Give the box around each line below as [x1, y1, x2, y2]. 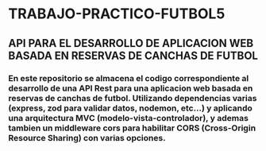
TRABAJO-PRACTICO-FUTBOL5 [8, 5, 226, 23]
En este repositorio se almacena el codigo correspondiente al [8, 72, 249, 83]
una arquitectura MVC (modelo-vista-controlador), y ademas [8, 112, 249, 123]
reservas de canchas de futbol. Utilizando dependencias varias [8, 92, 257, 103]
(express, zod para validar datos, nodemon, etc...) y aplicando [8, 103, 253, 114]
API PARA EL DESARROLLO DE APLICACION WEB [8, 37, 254, 50]
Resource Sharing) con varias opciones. [8, 132, 166, 143]
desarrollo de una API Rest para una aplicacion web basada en [8, 83, 253, 94]
